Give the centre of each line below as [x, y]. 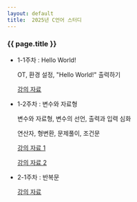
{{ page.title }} [32, 44]
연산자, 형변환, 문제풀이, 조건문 [59, 133]
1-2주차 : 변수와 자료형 [47, 103]
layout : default [30, 13]
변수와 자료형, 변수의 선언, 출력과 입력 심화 [74, 119]
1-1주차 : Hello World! [46, 60]
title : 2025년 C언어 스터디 [45, 20]
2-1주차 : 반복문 [38, 177]
